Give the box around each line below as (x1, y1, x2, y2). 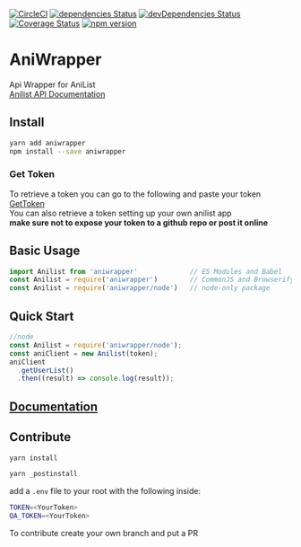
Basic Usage (9, 243, 81, 259)
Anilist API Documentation (9, 88, 106, 99)
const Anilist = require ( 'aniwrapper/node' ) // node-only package (9, 284, 271, 293)
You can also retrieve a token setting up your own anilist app (9, 207, 232, 218)
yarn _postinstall (9, 470, 78, 479)
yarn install (9, 454, 58, 463)
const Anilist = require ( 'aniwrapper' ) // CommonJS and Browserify (9, 275, 295, 285)
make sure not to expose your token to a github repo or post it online (9, 216, 269, 228)
